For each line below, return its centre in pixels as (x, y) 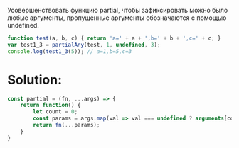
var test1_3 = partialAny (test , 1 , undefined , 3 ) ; (84, 45)
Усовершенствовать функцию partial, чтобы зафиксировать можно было (118, 10)
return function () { (51, 106)
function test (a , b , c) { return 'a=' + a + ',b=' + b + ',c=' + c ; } (114, 38)
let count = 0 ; (55, 112)
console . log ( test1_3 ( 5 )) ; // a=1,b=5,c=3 (70, 51)
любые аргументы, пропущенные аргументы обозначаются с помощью (117, 18)
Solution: (35, 80)
